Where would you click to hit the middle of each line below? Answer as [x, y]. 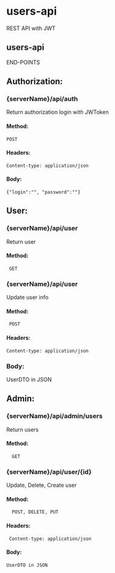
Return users [23, 429]
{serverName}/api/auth [42, 99]
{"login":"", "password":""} [43, 192]
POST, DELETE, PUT [35, 512]
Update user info [28, 298]
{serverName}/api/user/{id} [49, 471]
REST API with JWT [31, 28]
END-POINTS [23, 62]
